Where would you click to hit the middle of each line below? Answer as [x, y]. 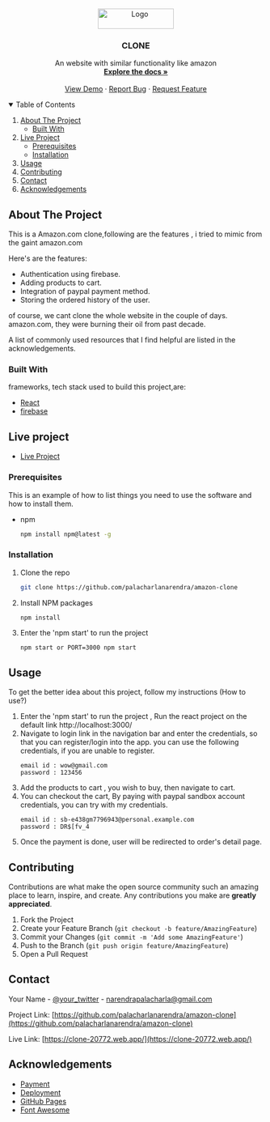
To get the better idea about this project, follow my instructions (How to [127, 692]
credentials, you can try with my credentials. [94, 805]
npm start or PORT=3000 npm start [78, 648]
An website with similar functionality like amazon [136, 63]
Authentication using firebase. [70, 274]
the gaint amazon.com [46, 243]
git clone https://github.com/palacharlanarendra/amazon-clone [129, 587]
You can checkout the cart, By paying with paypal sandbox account [132, 797]
